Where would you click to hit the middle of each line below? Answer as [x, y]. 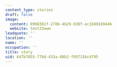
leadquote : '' [20, 33]
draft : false [19, 15]
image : [12, 19]
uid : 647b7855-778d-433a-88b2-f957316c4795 [52, 57]
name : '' [14, 43]
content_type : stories [29, 10]
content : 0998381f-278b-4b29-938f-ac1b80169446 [61, 24]
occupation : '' [21, 47]
